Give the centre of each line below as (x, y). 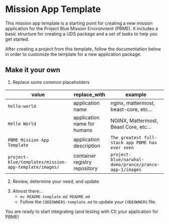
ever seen (122, 147)
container (85, 156)
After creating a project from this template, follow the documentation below (83, 49)
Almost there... (28, 191)
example (136, 94)
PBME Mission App (28, 140)
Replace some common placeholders (51, 82)
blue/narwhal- (127, 159)
